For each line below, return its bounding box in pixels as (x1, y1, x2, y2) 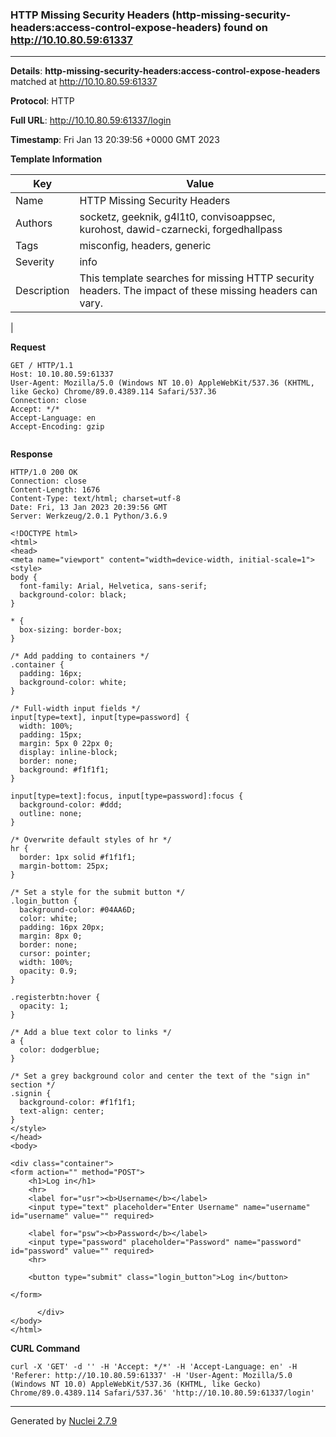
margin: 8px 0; (19, 931, 83, 942)
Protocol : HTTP (10, 95, 75, 107)
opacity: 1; (19, 1001, 70, 1012)
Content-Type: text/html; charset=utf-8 (10, 494, 182, 504)
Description (15, 284, 70, 298)
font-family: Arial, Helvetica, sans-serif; (19, 581, 208, 592)
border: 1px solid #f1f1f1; (19, 853, 137, 863)
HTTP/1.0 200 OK (10, 468, 78, 478)
